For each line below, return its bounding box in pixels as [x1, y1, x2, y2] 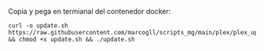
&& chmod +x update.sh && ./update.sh [8, 35, 135, 43]
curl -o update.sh [8, 22, 68, 30]
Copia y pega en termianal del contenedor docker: [8, 7, 171, 16]
